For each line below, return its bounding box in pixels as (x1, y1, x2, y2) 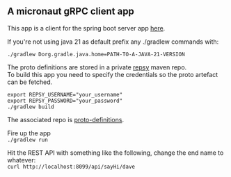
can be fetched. (7, 78, 53, 86)
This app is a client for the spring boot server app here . (7, 24, 166, 32)
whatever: (7, 155, 36, 164)
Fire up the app (7, 128, 51, 137)
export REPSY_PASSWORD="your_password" (7, 97, 123, 104)
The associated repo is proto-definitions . (7, 115, 124, 124)
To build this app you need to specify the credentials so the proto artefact (7, 70, 218, 78)
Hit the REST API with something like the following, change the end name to (7, 149, 224, 157)
